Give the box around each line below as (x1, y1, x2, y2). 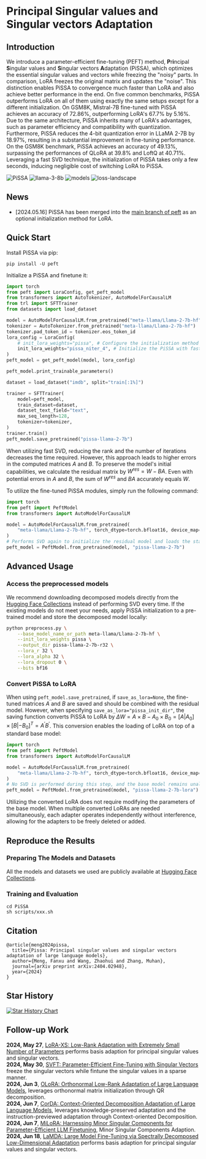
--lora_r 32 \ (17, 648, 53, 654)
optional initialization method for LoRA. (15, 215, 113, 222)
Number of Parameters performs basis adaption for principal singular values (6, 1047, 199, 1055)
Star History (6, 991, 54, 1001)
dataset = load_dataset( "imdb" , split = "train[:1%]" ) (6, 379, 144, 385)
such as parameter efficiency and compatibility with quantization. (6, 123, 172, 130)
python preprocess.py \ (6, 625, 67, 631)
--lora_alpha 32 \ (17, 653, 64, 660)
